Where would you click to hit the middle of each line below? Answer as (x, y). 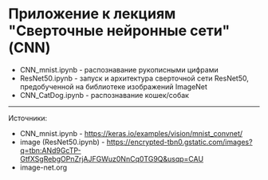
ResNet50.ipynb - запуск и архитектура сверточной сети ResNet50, (134, 78)
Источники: (28, 118)
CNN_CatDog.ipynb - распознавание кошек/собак (104, 95)
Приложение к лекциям (92, 14)
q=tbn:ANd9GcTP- (50, 150)
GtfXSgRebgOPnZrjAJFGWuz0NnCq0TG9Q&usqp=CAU (112, 158)
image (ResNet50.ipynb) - (62, 142)
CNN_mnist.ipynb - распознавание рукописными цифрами (119, 69)
